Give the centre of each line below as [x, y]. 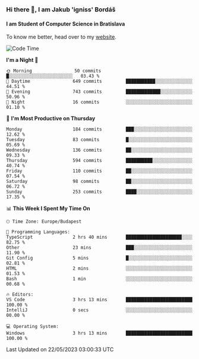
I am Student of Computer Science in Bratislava [66, 24]
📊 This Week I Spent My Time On [48, 208]
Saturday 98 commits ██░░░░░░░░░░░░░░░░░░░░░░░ [99, 182]
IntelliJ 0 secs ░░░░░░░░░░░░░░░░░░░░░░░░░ [99, 310]
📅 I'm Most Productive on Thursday [51, 118]
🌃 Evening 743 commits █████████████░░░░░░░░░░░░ [99, 92]
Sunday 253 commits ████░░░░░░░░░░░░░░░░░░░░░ [99, 192]
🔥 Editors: [20, 295]
